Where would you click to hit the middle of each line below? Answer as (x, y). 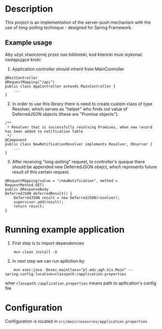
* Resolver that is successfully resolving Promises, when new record (80, 127)
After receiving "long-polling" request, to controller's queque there (78, 161)
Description (29, 9)
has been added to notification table (44, 131)
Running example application (65, 229)
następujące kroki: (23, 60)
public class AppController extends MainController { (60, 86)
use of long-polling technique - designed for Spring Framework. (69, 27)
